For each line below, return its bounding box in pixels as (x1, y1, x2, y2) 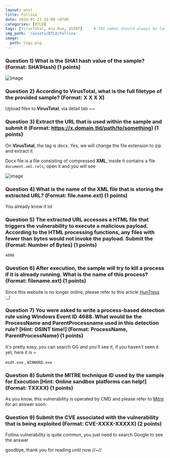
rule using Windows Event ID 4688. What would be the (5, 313, 142, 320)
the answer (5, 437, 29, 443)
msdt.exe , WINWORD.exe (5, 359, 52, 365)
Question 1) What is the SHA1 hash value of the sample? (5, 57, 145, 64)
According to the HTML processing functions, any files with (5, 229, 155, 236)
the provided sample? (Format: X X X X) (5, 94, 105, 101)
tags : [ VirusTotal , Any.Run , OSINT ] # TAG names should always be (5, 26, 157, 31)
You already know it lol (5, 203, 53, 209)
